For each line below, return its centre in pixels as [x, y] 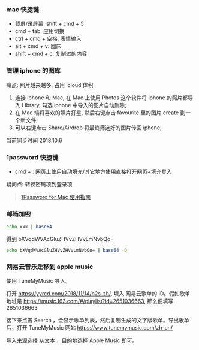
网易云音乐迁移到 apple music [50, 267]
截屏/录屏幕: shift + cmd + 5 [49, 24]
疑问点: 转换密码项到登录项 [39, 184]
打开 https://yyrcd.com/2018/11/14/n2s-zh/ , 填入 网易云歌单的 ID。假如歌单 [98, 294]
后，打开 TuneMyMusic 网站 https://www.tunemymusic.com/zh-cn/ [89, 328]
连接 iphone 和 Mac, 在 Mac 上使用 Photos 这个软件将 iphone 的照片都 [101, 98]
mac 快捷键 [23, 9]
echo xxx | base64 [29, 227]
